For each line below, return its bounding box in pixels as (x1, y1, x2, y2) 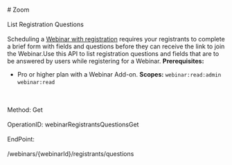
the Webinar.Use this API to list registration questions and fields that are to (7, 50, 220, 57)
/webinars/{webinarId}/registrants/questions (7, 150, 134, 157)
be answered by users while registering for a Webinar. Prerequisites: (7, 57, 204, 65)
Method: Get (7, 106, 43, 114)
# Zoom (7, 6, 30, 14)
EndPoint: (7, 135, 35, 143)
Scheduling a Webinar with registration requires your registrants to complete (7, 35, 225, 43)
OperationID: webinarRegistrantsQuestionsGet (7, 120, 139, 128)
